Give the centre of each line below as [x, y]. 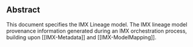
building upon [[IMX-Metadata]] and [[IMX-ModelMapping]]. [81, 37]
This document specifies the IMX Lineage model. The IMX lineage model [97, 24]
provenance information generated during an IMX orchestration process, [97, 31]
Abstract [23, 10]
